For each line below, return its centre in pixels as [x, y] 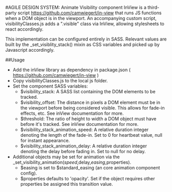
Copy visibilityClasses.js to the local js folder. [60, 81]
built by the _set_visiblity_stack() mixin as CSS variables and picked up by [82, 45]
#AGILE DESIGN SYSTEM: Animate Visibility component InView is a [76, 7]
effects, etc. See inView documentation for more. [72, 113]
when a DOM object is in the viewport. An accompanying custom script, [81, 18]
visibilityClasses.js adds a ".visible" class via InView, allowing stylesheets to [85, 24]
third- [154, 7]
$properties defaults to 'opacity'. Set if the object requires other [88, 178]
